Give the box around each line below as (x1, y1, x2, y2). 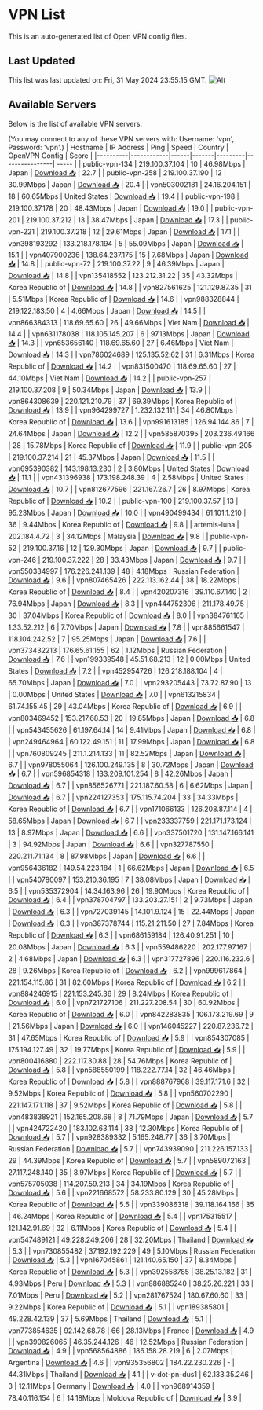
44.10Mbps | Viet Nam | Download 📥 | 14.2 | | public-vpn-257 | (8, 373, 212, 383)
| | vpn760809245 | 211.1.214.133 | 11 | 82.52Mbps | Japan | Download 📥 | (8, 748, 246, 758)
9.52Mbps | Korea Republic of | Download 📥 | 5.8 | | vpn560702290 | (8, 1089, 233, 1098)
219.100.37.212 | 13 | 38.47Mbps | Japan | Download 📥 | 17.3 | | (25, 215, 229, 225)
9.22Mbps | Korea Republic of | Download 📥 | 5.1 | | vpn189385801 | (8, 1302, 229, 1312)
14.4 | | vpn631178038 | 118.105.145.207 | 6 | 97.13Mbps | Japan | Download (8, 329, 250, 339)
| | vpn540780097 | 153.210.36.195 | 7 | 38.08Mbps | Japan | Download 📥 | (8, 875, 251, 884)
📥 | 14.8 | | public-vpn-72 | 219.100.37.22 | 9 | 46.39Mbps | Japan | (8, 259, 225, 268)
